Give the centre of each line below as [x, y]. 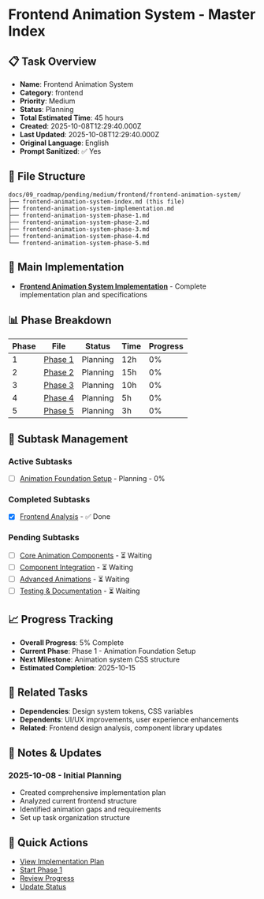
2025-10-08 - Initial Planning [65, 775]
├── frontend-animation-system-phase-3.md [79, 229]
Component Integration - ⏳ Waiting [76, 567]
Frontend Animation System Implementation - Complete [113, 286]
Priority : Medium [47, 101]
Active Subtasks [40, 461]
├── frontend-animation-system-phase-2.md [79, 222]
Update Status [43, 886]
